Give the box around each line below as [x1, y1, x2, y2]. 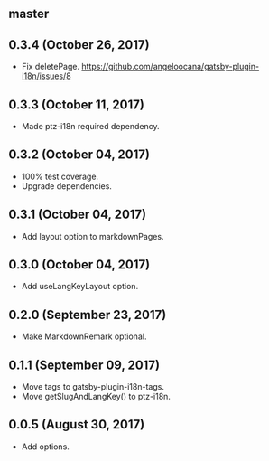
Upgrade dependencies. [21, 180, 112, 192]
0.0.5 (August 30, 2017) [8, 417, 145, 432]
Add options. [21, 441, 70, 452]
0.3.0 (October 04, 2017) [8, 257, 151, 273]
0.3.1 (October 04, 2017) [8, 207, 146, 222]
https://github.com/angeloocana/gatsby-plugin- [81, 61, 259, 72]
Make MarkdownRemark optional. [21, 331, 147, 342]
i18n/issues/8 [21, 71, 71, 81]
